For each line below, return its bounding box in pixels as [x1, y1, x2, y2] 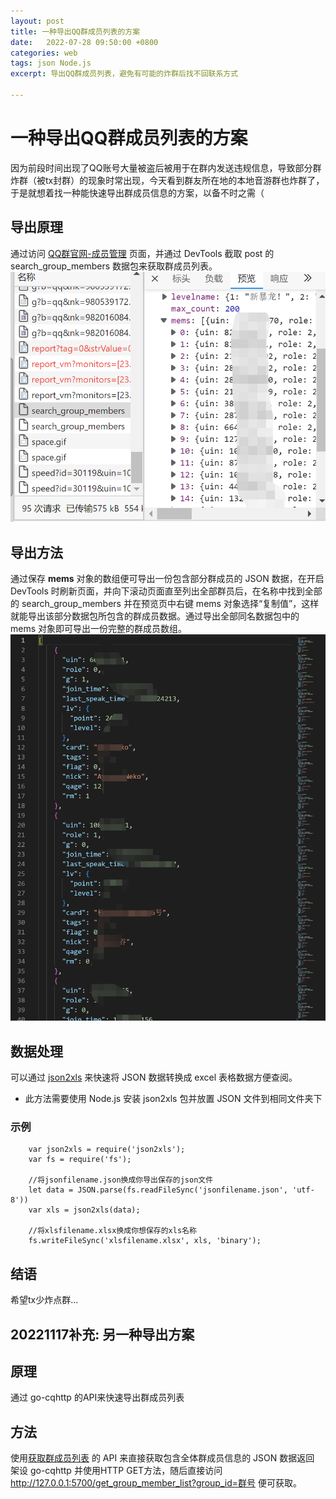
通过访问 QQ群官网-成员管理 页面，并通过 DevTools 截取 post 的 [10, 247, 275, 259]
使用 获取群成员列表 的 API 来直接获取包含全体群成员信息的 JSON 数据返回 [10, 1452, 315, 1464]
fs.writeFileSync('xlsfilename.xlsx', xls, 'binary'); [28, 1236, 262, 1246]
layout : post [10, 16, 65, 26]
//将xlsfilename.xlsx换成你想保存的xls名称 [28, 1226, 197, 1236]
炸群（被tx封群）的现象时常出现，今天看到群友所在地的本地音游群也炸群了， [10, 174, 325, 186]
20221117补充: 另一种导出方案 [10, 1326, 195, 1343]
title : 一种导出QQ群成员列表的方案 [10, 26, 141, 37]
